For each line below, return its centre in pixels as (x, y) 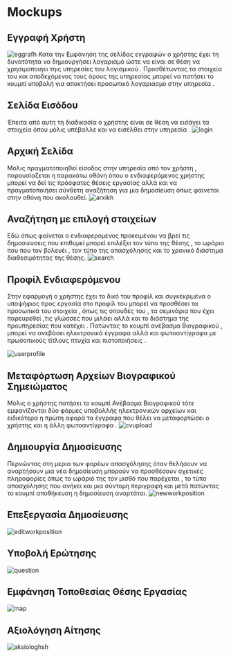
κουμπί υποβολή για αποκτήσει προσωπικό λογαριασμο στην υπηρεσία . (111, 83)
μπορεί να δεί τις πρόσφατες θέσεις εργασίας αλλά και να (92, 183)
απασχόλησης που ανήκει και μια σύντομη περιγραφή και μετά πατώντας (113, 486)
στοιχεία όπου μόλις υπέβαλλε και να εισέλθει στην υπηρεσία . (99, 130)
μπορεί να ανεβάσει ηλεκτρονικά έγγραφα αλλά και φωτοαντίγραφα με (112, 333)
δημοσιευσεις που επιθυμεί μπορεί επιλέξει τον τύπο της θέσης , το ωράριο (116, 243)
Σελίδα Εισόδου (43, 106)
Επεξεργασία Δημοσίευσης (68, 515)
